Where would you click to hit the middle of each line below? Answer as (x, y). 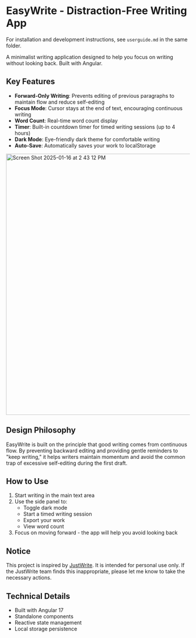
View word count (43, 526)
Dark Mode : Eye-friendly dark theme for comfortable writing (87, 139)
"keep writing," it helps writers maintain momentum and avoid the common (96, 457)
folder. (14, 46)
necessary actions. (29, 578)
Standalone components (44, 616)
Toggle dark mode (45, 508)
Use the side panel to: (41, 502)
